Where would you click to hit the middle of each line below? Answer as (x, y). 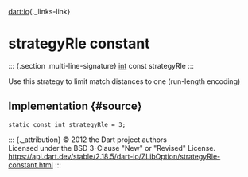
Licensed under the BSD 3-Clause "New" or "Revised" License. (112, 147)
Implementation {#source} (76, 106)
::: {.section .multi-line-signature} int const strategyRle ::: (101, 65)
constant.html (31, 165)
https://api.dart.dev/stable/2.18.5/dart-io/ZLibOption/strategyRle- (114, 156)
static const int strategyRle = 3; (67, 124)
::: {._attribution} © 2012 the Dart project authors (87, 140)
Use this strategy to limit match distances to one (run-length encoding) (124, 81)
